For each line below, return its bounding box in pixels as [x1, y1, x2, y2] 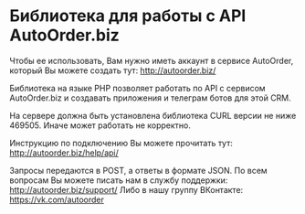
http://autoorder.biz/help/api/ [9, 147, 119, 158]
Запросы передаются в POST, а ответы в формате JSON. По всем [9, 165, 268, 176]
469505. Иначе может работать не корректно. [9, 120, 192, 131]
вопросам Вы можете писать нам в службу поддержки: [9, 175, 228, 186]
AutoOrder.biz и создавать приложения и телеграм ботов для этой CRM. [9, 92, 292, 103]
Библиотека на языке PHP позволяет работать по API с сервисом [9, 82, 267, 93]
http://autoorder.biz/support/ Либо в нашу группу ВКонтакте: [9, 184, 244, 195]
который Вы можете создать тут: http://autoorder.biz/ [9, 65, 216, 76]
